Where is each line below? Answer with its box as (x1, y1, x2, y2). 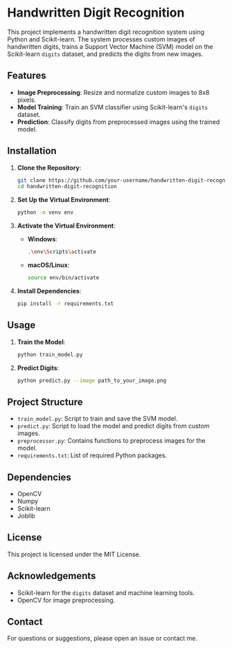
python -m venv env (17, 209, 74, 216)
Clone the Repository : (17, 163, 82, 172)
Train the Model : (17, 338, 66, 346)
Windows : (27, 235, 57, 244)
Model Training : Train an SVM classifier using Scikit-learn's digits (17, 102, 208, 111)
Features (7, 70, 46, 82)
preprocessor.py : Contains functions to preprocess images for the (17, 437, 206, 445)
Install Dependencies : (17, 286, 82, 295)
